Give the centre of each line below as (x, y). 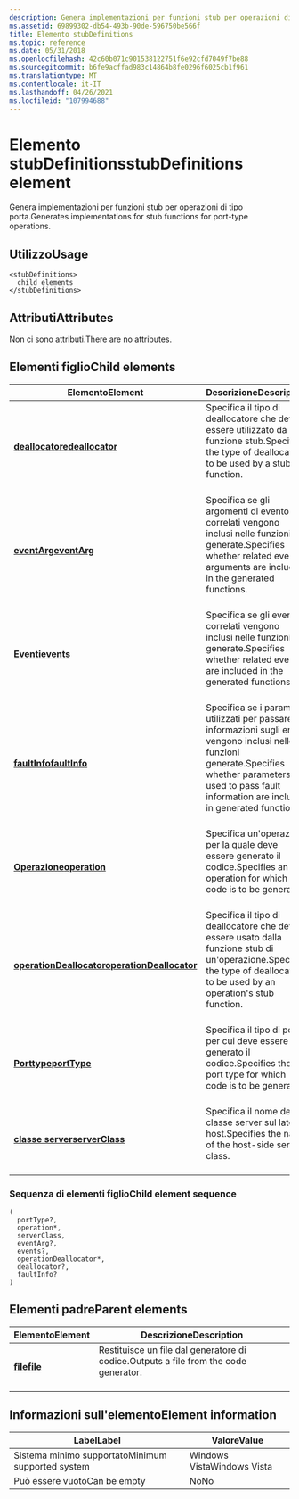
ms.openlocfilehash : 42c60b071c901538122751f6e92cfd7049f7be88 (129, 59)
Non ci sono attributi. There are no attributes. (90, 339)
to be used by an (241, 981)
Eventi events (42, 654)
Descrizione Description (192, 1335)
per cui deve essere (247, 1040)
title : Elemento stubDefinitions (71, 34)
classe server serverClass (69, 1139)
